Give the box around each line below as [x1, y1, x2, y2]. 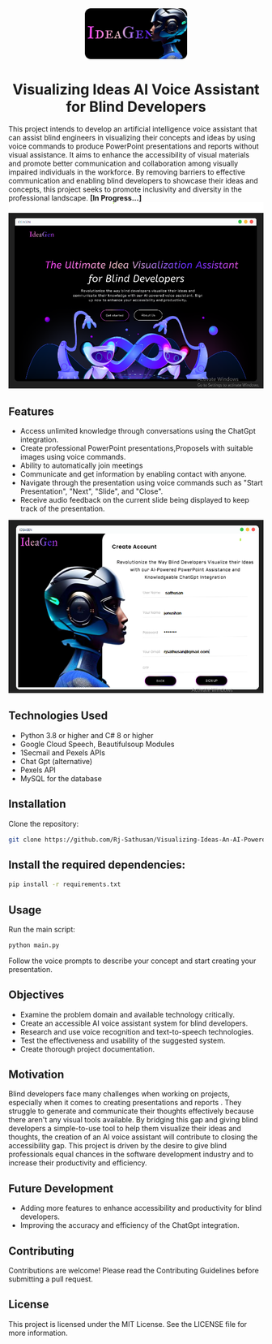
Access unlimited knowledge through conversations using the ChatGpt [19, 426, 257, 436]
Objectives [8, 988, 65, 1002]
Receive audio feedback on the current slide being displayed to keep [19, 495, 249, 505]
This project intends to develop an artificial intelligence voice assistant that [8, 124, 257, 134]
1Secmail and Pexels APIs [19, 747, 105, 758]
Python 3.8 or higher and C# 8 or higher [19, 730, 154, 740]
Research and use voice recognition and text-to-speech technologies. [19, 1026, 254, 1036]
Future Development [8, 1182, 114, 1195]
